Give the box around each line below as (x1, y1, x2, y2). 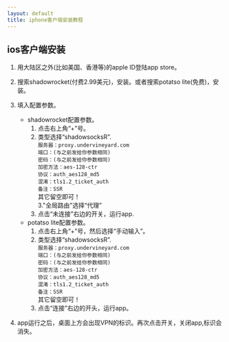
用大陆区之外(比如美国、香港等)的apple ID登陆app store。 (17, 63, 181, 72)
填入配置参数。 (17, 101, 60, 109)
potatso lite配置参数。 (27, 218, 89, 227)
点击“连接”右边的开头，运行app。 (37, 304, 133, 312)
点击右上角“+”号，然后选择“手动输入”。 (37, 227, 149, 235)
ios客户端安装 (7, 43, 66, 55)
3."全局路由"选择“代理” (37, 201, 102, 210)
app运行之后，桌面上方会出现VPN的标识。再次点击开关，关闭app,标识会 (17, 319, 222, 327)
